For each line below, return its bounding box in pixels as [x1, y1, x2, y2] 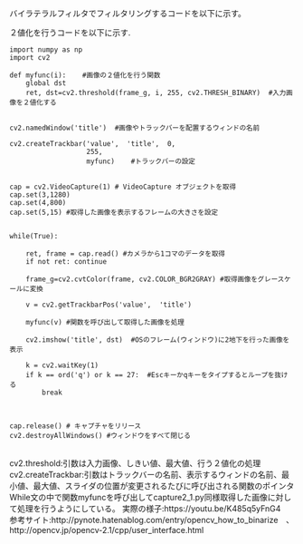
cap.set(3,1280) [9, 190, 71, 199]
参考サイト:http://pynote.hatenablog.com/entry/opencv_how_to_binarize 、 [9, 515, 291, 525]
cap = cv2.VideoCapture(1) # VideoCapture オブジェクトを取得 [9, 182, 237, 191]
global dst [25, 79, 67, 88]
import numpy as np [9, 45, 83, 54]
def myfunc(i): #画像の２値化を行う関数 [9, 71, 161, 80]
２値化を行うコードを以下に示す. [9, 27, 131, 38]
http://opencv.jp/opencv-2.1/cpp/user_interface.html [9, 525, 204, 535]
